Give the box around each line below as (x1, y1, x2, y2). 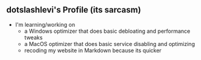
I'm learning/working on (15, 21, 76, 28)
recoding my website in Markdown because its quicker (24, 47, 162, 54)
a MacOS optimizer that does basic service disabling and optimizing (24, 40, 195, 47)
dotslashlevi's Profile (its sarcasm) (6, 5, 141, 15)
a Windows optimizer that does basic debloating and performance (24, 27, 191, 35)
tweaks (24, 33, 43, 41)
